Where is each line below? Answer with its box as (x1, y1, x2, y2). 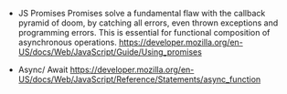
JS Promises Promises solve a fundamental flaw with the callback (17, 8, 266, 18)
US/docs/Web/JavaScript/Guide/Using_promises (17, 47, 203, 57)
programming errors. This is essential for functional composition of (17, 27, 271, 37)
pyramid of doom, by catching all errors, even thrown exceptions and (17, 17, 279, 28)
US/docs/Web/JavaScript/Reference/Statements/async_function (17, 74, 261, 85)
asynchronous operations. (17, 37, 117, 47)
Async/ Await (17, 64, 69, 75)
